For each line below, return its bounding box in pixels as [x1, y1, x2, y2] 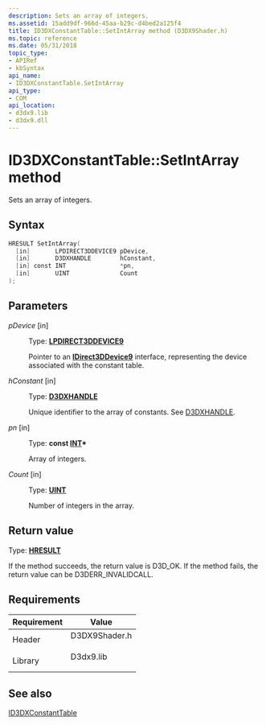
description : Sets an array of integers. [8, 11, 149, 20]
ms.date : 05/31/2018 [8, 42, 78, 50]
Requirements [8, 592, 80, 606]
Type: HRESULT [8, 545, 62, 555]
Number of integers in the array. [28, 500, 135, 510]
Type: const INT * [28, 438, 87, 447]
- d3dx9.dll [8, 117, 48, 125]
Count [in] [8, 469, 42, 479]
